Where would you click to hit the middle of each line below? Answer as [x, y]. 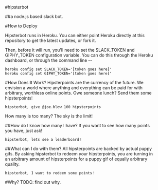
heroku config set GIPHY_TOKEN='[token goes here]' [58, 74]
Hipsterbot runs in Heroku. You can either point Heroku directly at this [75, 35]
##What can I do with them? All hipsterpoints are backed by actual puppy [79, 149]
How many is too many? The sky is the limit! [49, 116]
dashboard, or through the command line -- [49, 60]
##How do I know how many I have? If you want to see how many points [77, 125]
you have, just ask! [24, 131]
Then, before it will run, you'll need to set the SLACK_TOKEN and [70, 50]
